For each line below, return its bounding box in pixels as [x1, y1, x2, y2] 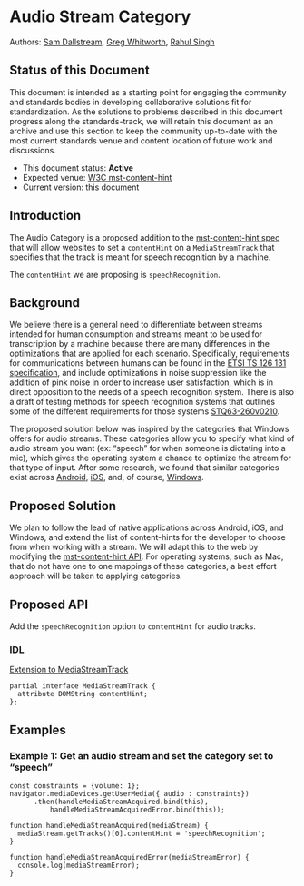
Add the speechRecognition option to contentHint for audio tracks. [9, 621, 256, 632]
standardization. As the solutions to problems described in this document [9, 106, 283, 117]
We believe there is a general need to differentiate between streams [9, 320, 263, 330]
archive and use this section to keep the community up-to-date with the [9, 125, 279, 136]
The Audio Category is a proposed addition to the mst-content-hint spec [9, 231, 280, 242]
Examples [9, 722, 66, 737]
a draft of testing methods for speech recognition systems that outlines [9, 397, 275, 408]
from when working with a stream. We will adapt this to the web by [9, 542, 259, 553]
